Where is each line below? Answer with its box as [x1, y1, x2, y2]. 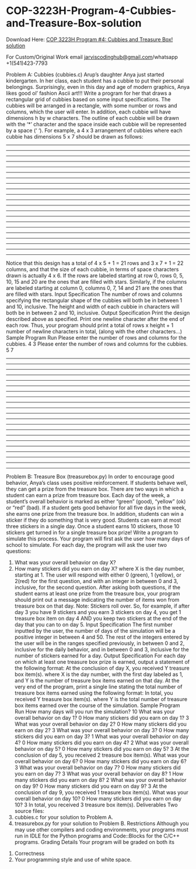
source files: [14, 807, 45, 814]
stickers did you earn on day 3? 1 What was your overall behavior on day [14, 733, 189, 740]
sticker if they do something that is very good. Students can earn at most [6, 516, 181, 523]
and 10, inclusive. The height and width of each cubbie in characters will [6, 303, 180, 310]
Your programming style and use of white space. [14, 856, 132, 863]
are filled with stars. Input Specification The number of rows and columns [6, 291, 183, 298]
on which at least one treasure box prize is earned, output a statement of [14, 658, 190, 665]
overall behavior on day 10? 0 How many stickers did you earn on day [14, 795, 182, 802]
